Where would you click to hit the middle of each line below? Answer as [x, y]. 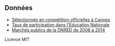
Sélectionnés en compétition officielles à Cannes [61, 19]
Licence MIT [17, 39]
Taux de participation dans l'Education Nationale [60, 25]
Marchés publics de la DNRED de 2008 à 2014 [58, 30]
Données [19, 8]
